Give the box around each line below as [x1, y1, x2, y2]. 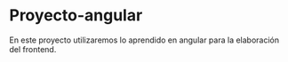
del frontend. [9, 43, 57, 54]
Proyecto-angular [9, 5, 143, 26]
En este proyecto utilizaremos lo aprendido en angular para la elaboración [9, 35, 280, 45]
